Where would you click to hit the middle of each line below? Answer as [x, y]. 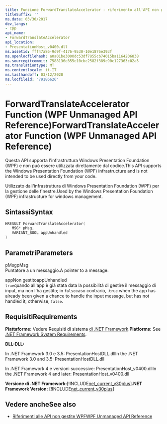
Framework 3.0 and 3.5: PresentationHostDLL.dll [55, 359]
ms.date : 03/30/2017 [27, 19]
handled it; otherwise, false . [34, 301]
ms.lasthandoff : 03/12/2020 [34, 75]
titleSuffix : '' [22, 14]
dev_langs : [16, 24]
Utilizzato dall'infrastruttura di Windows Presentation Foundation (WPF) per [82, 186]
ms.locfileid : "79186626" [32, 79]
